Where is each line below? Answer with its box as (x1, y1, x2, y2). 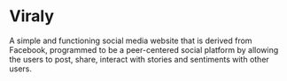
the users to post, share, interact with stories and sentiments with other (9, 54, 270, 64)
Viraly (9, 6, 55, 26)
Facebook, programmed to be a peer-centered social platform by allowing (9, 44, 279, 55)
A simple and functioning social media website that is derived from (9, 35, 252, 46)
